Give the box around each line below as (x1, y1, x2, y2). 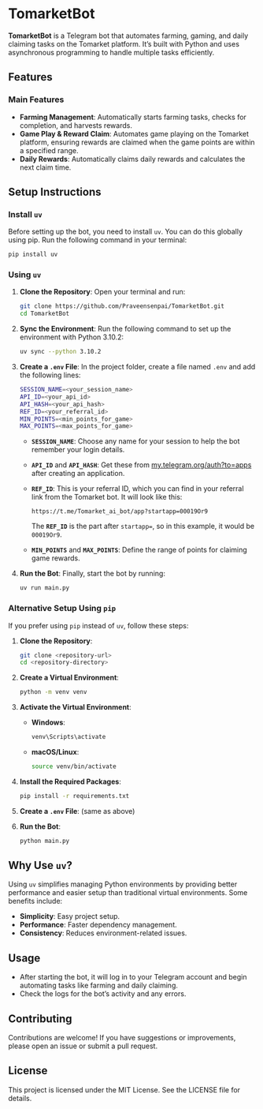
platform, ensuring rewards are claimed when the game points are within (19, 137, 255, 147)
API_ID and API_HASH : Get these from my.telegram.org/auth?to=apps (31, 460, 252, 470)
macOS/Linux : (31, 747, 80, 757)
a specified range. (19, 145, 79, 155)
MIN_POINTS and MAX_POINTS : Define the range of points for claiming (31, 545, 248, 555)
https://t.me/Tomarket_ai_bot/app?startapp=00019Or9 (31, 508, 209, 515)
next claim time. (19, 163, 72, 172)
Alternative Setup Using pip (8, 603, 117, 614)
